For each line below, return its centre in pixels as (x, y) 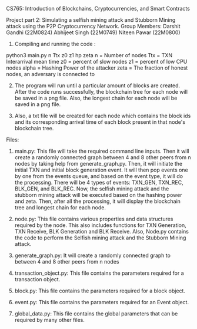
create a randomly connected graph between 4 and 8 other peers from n (103, 157)
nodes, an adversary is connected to (51, 74)
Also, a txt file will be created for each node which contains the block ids (103, 116)
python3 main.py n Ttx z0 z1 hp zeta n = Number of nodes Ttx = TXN (89, 55)
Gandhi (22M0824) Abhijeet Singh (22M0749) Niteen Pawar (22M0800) (93, 32)
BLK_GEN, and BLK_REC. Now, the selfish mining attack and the (92, 189)
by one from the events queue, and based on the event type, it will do (99, 176)
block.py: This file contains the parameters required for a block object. (100, 291)
